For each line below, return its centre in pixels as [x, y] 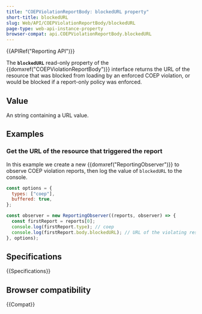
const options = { [29, 188]
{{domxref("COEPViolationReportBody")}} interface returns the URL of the [98, 69]
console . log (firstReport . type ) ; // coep [63, 227]
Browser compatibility [49, 290]
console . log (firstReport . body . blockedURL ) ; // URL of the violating [99, 232]
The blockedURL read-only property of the [58, 63]
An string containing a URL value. [47, 115]
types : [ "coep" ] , [33, 194]
